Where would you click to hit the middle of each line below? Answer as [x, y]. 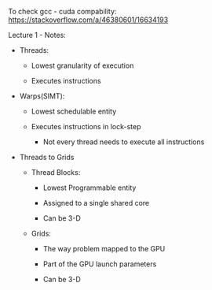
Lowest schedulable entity [74, 111]
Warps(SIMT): [42, 96]
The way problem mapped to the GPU [104, 249]
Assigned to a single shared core [96, 203]
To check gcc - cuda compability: [62, 11]
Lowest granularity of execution [82, 65]
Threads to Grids [47, 157]
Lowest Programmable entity [90, 188]
